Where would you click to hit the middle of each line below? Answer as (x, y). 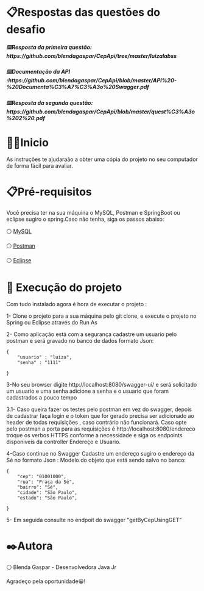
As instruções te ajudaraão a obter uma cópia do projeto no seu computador (102, 159)
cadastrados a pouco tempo (42, 398)
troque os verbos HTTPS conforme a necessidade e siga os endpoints (94, 435)
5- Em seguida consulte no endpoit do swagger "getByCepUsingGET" (94, 520)
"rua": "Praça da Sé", (46, 482)
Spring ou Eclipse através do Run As (52, 323)
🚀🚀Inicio (27, 142)
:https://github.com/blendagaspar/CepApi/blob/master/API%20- (92, 81)
